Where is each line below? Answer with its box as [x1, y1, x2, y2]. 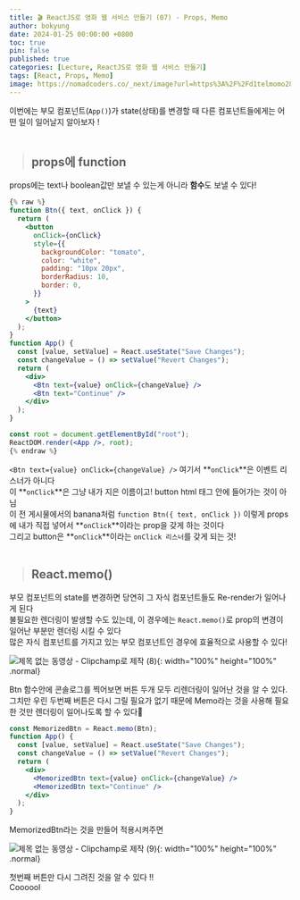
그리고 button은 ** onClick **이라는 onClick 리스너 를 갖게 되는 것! [9, 531, 237, 542]
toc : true [9, 38, 46, 47]
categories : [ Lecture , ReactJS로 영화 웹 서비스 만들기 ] [9, 63, 207, 72]
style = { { [32, 239, 66, 248]
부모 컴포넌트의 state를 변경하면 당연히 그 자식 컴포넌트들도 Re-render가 [9, 592, 262, 602]
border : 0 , [41, 281, 82, 290]
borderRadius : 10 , [41, 273, 110, 282]
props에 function [30, 155, 127, 170]
